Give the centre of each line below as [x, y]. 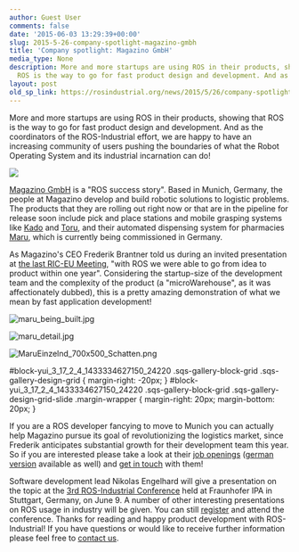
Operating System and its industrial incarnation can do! [110, 155]
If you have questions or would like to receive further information [166, 528]
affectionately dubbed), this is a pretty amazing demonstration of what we [145, 292]
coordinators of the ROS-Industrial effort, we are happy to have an [130, 136]
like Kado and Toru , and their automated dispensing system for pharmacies [147, 227]
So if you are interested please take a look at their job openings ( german [141, 454]
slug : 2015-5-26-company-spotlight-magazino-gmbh [103, 42]
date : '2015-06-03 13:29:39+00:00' [75, 34]
